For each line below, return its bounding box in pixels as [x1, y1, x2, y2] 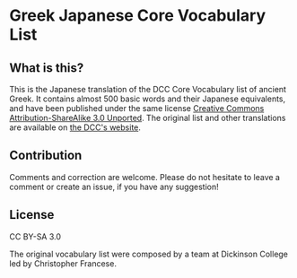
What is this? [9, 60, 84, 75]
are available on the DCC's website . [9, 122, 142, 133]
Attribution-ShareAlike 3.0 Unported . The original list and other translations [9, 113, 286, 123]
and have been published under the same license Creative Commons [9, 103, 265, 113]
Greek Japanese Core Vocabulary [9, 5, 266, 26]
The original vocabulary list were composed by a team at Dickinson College [9, 248, 289, 259]
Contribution [9, 148, 83, 163]
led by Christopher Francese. [9, 257, 117, 269]
